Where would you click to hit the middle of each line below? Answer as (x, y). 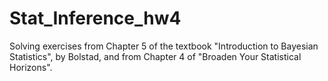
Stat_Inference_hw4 (95, 18)
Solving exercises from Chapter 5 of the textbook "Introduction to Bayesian (164, 46)
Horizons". (31, 67)
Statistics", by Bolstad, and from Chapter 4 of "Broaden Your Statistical (155, 56)
